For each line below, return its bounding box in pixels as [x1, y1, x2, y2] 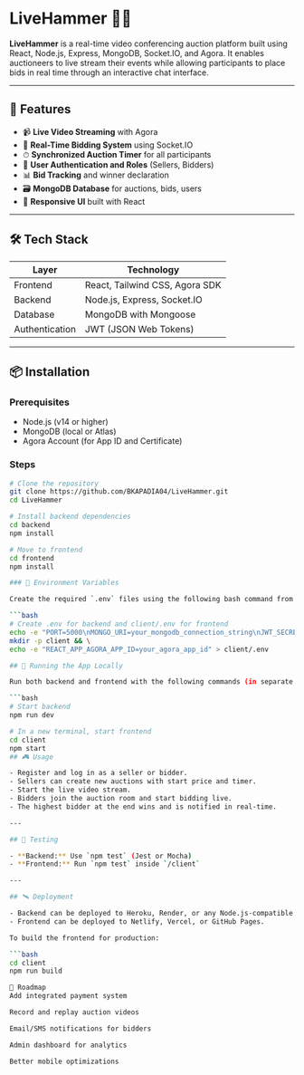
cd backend [9, 521, 51, 530]
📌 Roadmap [9, 983, 47, 993]
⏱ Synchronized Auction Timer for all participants [22, 149, 212, 159]
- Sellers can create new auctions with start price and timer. [9, 777, 257, 786]
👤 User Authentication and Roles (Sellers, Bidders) [22, 158, 214, 170]
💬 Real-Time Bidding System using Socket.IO [22, 139, 194, 150]
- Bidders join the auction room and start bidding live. [9, 794, 233, 803]
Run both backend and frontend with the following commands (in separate [9, 677, 294, 686]
